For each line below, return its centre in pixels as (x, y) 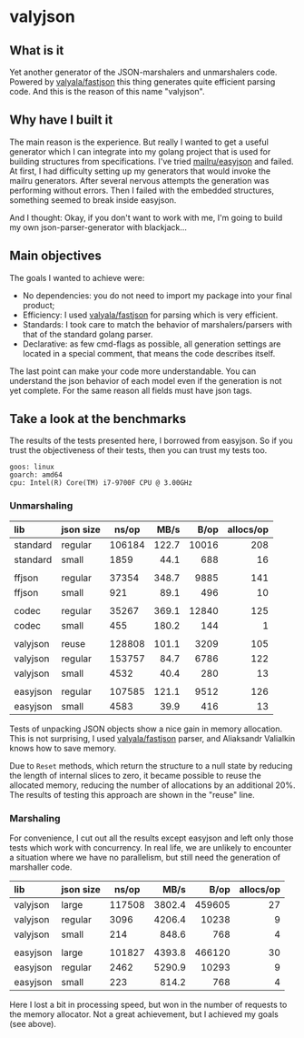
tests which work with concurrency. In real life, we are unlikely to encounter (151, 848)
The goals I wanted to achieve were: (77, 277)
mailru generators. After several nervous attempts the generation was (139, 180)
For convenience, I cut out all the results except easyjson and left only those (152, 838)
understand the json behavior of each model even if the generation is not (146, 380)
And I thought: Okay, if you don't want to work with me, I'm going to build (146, 217)
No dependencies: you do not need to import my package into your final (157, 295)
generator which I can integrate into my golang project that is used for (140, 151)
